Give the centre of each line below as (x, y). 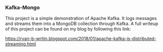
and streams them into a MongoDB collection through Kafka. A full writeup (82, 23)
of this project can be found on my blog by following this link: (68, 29)
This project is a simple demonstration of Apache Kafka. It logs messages (81, 18)
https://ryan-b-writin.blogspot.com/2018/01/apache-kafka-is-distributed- (81, 38)
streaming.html (21, 44)
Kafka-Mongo (22, 7)
